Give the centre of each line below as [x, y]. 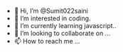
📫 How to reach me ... [47, 41]
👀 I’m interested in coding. [52, 18]
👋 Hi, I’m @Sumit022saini [51, 11]
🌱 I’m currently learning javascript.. [65, 26]
